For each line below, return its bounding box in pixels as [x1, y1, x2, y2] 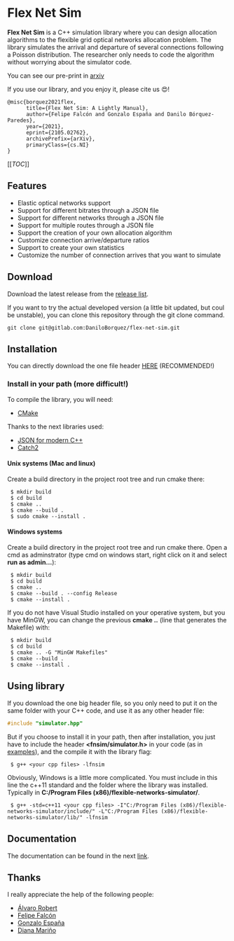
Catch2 [17, 443, 39, 452]
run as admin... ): [7, 558, 57, 566]
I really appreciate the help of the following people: [7, 891, 154, 899]
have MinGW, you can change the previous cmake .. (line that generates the [7, 616, 227, 625]
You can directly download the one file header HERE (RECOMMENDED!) [7, 362, 215, 370]
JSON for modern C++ [17, 435, 83, 444]
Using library [7, 681, 65, 692]
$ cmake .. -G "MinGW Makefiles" [10, 649, 109, 656]
